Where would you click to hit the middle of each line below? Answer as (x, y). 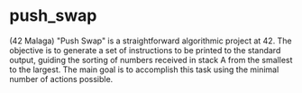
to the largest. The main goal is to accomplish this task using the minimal (144, 70)
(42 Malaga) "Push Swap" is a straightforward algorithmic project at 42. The (151, 41)
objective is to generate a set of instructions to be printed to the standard (145, 50)
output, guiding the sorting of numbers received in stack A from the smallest (151, 60)
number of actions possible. (61, 79)
